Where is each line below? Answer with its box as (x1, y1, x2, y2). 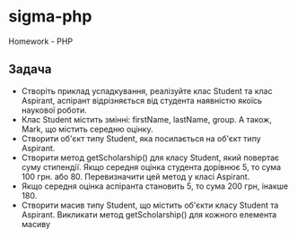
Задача (8, 62, 52, 77)
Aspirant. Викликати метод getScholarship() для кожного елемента (21, 208, 277, 220)
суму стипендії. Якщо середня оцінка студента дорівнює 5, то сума (21, 161, 282, 172)
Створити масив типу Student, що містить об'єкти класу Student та (21, 200, 279, 210)
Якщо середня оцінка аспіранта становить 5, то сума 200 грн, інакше (21, 181, 289, 191)
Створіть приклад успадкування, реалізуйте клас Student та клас (21, 85, 273, 96)
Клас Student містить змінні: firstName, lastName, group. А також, (21, 114, 273, 124)
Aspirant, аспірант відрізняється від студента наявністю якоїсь (21, 95, 262, 106)
